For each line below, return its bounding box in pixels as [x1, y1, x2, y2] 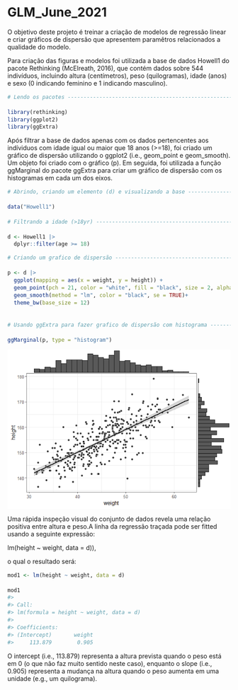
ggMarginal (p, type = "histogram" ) [7, 336, 113, 343]
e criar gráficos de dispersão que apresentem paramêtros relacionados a [7, 35, 221, 43]
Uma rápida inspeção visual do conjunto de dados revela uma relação [7, 514, 211, 523]
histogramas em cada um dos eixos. [7, 174, 113, 183]
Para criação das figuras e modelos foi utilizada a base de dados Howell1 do [7, 56, 230, 64]
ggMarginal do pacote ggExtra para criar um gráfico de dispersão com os [7, 166, 222, 175]
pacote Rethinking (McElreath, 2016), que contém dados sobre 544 [7, 64, 204, 72]
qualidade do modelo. [7, 42, 71, 51]
